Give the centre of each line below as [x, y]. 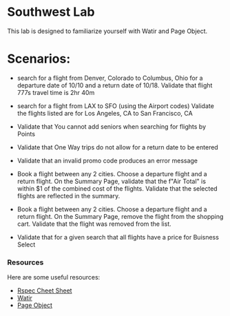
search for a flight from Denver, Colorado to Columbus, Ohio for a [110, 78]
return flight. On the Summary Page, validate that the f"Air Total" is [112, 181]
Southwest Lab [51, 12]
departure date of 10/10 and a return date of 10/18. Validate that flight [115, 85]
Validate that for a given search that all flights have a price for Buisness [118, 237]
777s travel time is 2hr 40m [56, 92]
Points [26, 134]
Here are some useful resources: [54, 277]
